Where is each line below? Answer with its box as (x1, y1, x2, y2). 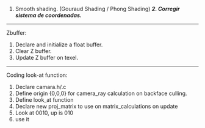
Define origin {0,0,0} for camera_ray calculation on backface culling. (15, 90, 187, 97)
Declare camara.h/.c (15, 84, 67, 90)
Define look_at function (15, 96, 74, 103)
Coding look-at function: (6, 71, 68, 79)
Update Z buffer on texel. (15, 54, 78, 61)
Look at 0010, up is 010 (15, 109, 74, 116)
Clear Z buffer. (15, 48, 52, 54)
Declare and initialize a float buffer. (15, 41, 103, 48)
